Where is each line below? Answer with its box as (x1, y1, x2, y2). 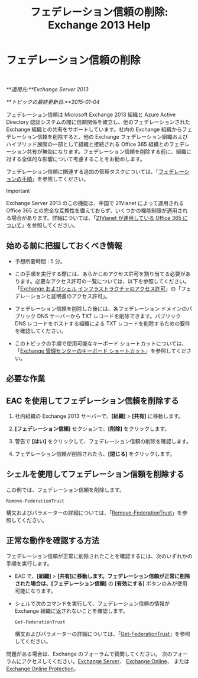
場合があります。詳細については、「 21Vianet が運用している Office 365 (11, 214, 182, 221)
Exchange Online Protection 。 (6, 665, 79, 672)
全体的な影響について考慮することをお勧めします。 (21, 155, 146, 162)
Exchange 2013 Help (48, 18, 151, 32)
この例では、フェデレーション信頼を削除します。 (6, 486, 125, 493)
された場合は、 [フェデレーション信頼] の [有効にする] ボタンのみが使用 (14, 580, 188, 587)
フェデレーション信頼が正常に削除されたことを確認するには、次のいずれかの (6, 552, 193, 559)
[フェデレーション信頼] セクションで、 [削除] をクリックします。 (14, 425, 170, 432)
